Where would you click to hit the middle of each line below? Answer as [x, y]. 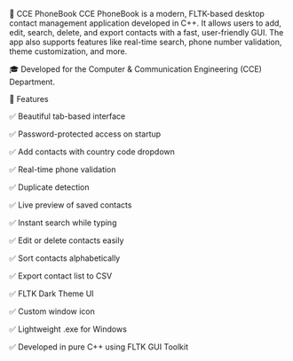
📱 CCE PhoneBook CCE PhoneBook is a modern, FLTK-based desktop [137, 14]
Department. [32, 82]
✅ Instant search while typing [63, 223]
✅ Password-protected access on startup [85, 134]
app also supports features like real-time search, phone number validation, [146, 42]
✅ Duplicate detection [50, 187]
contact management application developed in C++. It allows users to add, [146, 23]
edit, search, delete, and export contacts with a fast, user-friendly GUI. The [146, 32]
